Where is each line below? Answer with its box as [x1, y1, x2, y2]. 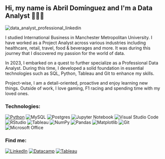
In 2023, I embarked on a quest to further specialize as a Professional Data [5, 59, 159, 66]
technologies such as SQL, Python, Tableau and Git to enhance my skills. [5, 70, 155, 76]
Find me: [5, 137, 27, 144]
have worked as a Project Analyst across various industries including [5, 40, 146, 46]
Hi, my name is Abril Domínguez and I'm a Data [5, 4, 153, 12]
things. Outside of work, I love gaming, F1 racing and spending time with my [5, 85, 161, 91]
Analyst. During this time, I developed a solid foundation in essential [5, 65, 144, 71]
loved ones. [5, 90, 29, 96]
